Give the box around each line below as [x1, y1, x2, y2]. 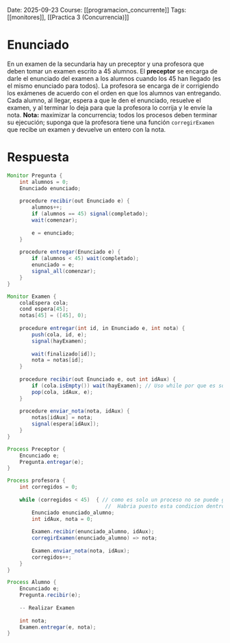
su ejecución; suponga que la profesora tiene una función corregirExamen [7, 118, 214, 126]
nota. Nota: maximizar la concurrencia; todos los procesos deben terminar [7, 110, 218, 119]
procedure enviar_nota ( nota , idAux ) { [19, 408, 130, 414]
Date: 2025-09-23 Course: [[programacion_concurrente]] [7, 6, 170, 14]
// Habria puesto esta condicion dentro [105, 502, 225, 510]
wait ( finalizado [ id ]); [31, 350, 97, 358]
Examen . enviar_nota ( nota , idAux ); [31, 547, 130, 554]
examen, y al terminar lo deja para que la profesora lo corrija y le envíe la [7, 103, 213, 112]
